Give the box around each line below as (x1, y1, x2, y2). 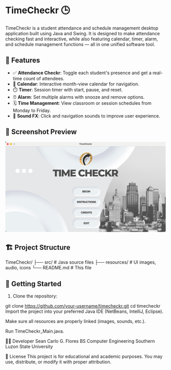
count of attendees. (23, 75, 65, 81)
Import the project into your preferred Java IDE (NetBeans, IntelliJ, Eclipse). (5, 308, 164, 315)
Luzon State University (5, 343, 53, 350)
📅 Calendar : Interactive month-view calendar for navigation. (12, 81, 139, 87)
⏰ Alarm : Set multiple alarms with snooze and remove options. (12, 94, 145, 100)
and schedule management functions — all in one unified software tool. (5, 41, 156, 47)
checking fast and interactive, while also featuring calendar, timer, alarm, (5, 36, 158, 42)
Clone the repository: (12, 293, 58, 299)
